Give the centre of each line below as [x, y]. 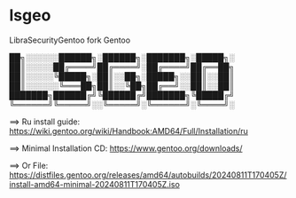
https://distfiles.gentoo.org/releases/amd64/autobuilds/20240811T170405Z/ [148, 175]
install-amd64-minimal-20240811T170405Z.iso [94, 184]
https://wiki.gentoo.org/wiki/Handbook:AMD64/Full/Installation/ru [129, 131]
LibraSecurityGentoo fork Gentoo [70, 40]
